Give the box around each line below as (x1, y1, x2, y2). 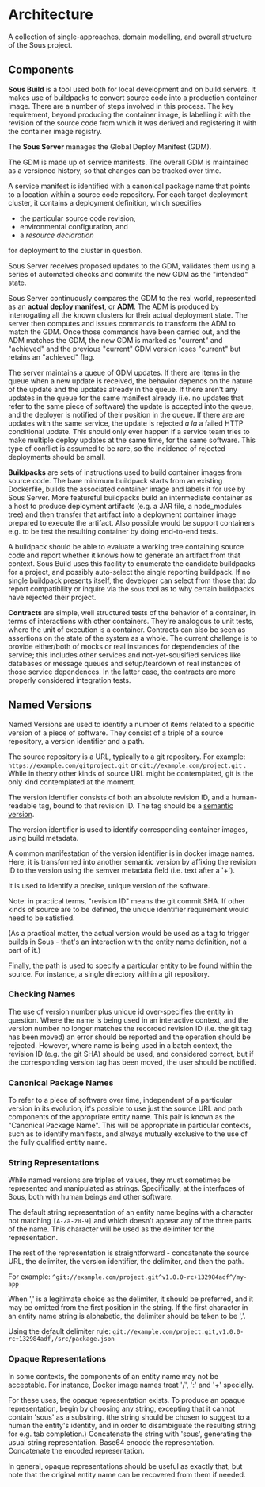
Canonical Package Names (8, 1077, 114, 1088)
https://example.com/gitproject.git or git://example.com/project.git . (8, 760, 247, 769)
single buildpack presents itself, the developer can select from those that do (8, 576, 256, 585)
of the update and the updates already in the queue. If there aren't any (8, 384, 237, 394)
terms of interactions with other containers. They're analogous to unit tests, (8, 616, 255, 626)
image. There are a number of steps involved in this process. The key (8, 101, 234, 110)
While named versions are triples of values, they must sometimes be (8, 1175, 231, 1185)
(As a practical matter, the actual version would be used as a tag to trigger (8, 928, 250, 938)
